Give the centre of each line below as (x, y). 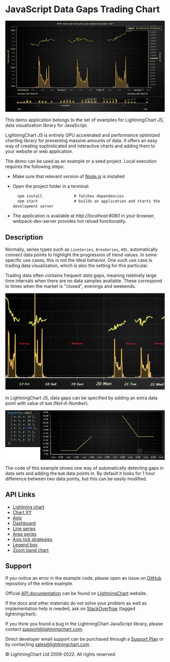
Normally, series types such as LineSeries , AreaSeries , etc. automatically (81, 249)
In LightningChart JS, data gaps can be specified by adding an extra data (81, 398)
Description (24, 237)
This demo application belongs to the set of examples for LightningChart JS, (85, 120)
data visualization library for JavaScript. (47, 125)
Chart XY (22, 512)
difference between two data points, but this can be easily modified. (76, 479)
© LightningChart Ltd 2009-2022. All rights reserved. (61, 654)
